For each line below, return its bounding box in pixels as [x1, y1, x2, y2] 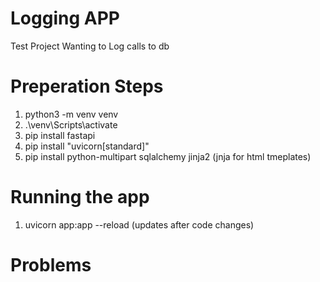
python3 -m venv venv [24, 108, 119, 120]
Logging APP [10, 7, 120, 30]
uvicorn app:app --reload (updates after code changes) [24, 218, 255, 231]
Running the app [10, 186, 150, 209]
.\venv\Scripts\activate [24, 118, 118, 131]
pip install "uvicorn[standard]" [24, 140, 150, 152]
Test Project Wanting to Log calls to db [10, 40, 170, 52]
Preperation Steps [10, 75, 164, 98]
